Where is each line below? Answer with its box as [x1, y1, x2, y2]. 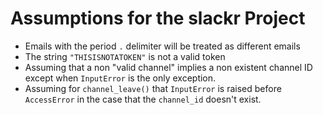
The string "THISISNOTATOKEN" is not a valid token [24, 50, 226, 62]
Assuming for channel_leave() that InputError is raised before [24, 82, 282, 94]
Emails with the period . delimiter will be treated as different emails [24, 40, 301, 52]
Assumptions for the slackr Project [10, 7, 306, 30]
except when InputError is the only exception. [24, 72, 217, 84]
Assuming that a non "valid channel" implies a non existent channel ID [24, 61, 313, 73]
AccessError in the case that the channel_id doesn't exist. [24, 93, 262, 105]
